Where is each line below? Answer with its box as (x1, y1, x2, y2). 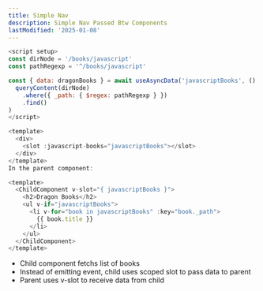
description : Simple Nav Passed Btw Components (8, 19, 168, 27)
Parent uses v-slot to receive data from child (19, 275, 164, 285)
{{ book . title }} (36, 215, 93, 223)
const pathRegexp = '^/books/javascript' (8, 62, 147, 71)
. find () (22, 99, 47, 106)
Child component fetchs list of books (19, 259, 141, 268)
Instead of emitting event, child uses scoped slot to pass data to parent (19, 267, 251, 277)
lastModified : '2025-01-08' (8, 26, 101, 34)
